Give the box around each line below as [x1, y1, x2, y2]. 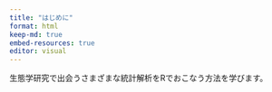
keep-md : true [9, 30, 63, 39]
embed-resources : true [9, 38, 95, 48]
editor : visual [9, 47, 67, 56]
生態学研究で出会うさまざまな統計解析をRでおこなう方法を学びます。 [9, 73, 268, 84]
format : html [9, 22, 59, 31]
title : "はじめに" [9, 13, 74, 23]
